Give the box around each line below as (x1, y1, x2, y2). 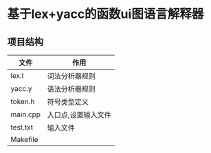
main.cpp (10, 110, 41, 119)
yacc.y (10, 84, 32, 93)
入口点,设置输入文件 (47, 110, 111, 119)
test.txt (10, 123, 33, 132)
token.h (10, 97, 35, 106)
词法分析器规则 (47, 72, 96, 81)
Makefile (10, 135, 39, 144)
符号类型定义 (47, 97, 89, 107)
